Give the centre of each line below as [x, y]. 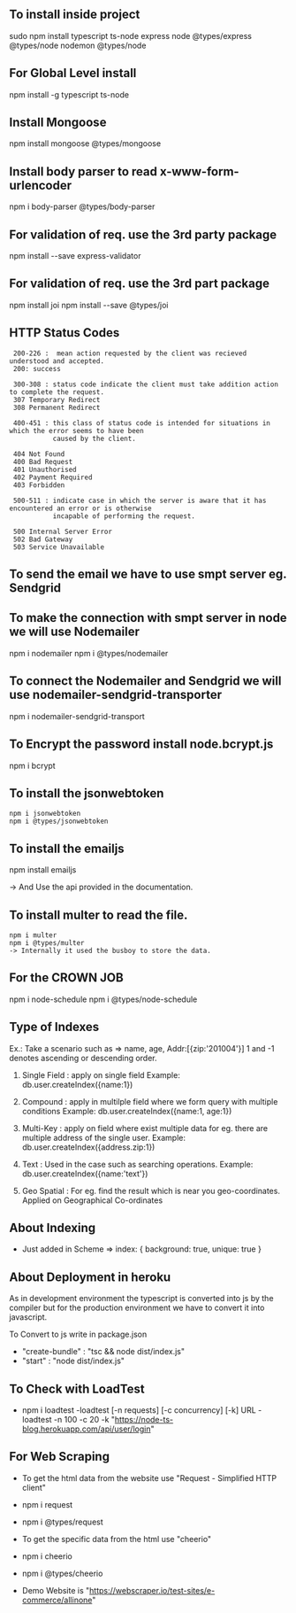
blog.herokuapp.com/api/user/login [86, 1429]
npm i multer [33, 935]
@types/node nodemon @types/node [78, 45]
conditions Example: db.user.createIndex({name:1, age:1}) [127, 1111]
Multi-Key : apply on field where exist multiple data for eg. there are [144, 1128]
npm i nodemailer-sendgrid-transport [77, 716]
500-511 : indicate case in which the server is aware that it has [140, 500]
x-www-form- [200, 171]
